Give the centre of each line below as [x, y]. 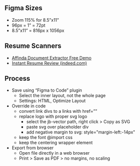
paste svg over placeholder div [58, 127]
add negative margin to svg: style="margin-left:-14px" [81, 132]
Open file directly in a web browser [54, 153]
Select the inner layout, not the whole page [62, 96]
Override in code [29, 106]
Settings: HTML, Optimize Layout [52, 101]
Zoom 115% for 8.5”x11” [35, 20]
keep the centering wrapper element [56, 143]
